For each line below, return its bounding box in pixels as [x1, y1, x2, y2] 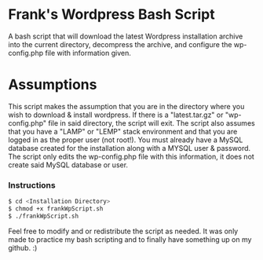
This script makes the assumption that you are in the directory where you [8, 101, 245, 111]
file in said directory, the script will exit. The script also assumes [48, 118, 255, 127]
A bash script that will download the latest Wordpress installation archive [8, 31, 243, 41]
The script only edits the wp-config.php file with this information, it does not [8, 152, 255, 161]
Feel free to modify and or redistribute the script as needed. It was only [8, 226, 239, 236]
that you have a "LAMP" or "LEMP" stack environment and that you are [8, 126, 238, 136]
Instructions [8, 179, 57, 190]
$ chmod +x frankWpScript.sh [8, 205, 104, 213]
